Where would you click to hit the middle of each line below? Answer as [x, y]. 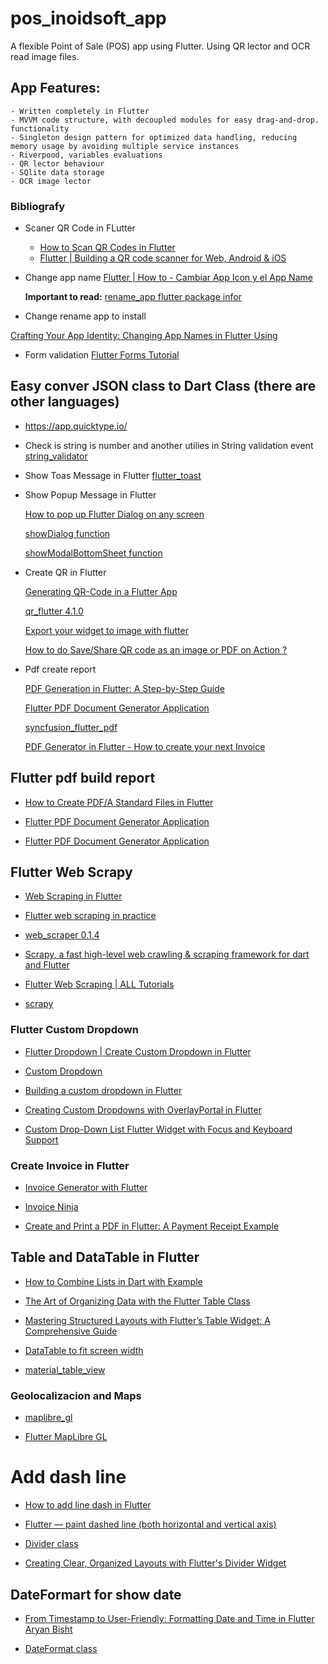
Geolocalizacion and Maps [76, 1395]
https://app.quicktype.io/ [76, 426]
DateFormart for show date [96, 1594]
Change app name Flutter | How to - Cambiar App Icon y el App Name [168, 278]
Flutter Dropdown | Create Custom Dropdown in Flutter [138, 1051]
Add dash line [68, 1477]
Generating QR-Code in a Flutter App [101, 591]
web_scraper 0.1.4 [62, 935]
